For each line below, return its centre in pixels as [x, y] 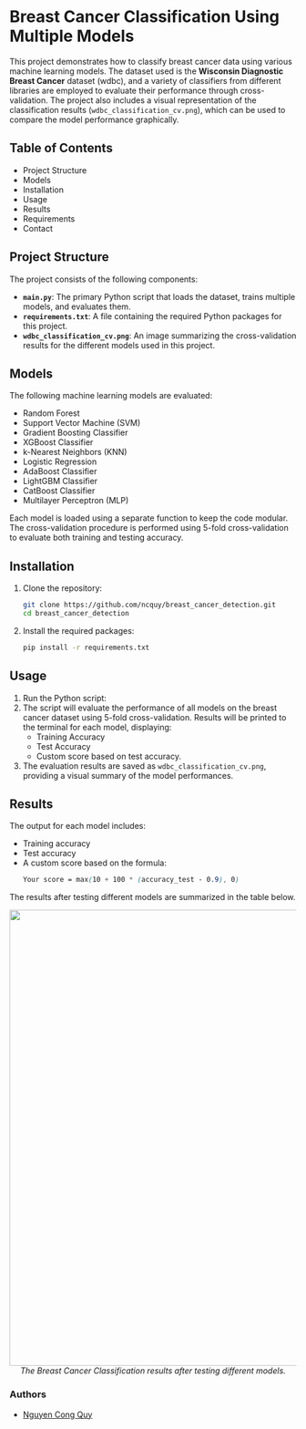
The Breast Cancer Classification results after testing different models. [153, 1371]
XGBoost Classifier [58, 442]
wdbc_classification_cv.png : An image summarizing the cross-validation [159, 336]
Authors [28, 1394]
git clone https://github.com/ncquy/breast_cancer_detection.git [149, 605]
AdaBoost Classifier [60, 471]
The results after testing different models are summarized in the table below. [153, 897]
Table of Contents [61, 148]
